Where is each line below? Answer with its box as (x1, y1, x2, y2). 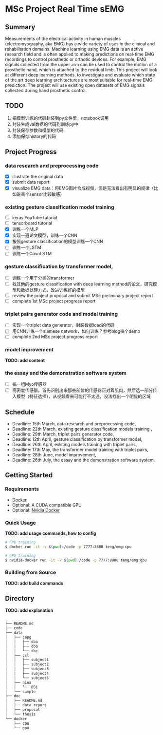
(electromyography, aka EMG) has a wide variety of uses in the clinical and (5, 41, 155, 47)
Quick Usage (5, 519, 36, 526)
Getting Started (5, 471, 53, 479)
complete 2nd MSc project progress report (12, 334, 98, 339)
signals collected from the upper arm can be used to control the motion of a (5, 62, 157, 67)
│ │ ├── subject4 (5, 671, 49, 676)
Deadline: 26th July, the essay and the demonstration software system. (12, 457, 155, 463)
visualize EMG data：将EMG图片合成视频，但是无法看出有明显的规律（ (12, 185, 154, 191)
